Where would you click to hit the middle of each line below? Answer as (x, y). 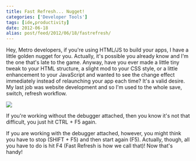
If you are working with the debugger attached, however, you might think (94, 133)
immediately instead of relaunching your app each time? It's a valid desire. (96, 81)
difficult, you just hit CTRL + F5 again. (51, 122)
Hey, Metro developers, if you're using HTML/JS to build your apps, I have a (97, 50)
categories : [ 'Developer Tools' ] (47, 17)
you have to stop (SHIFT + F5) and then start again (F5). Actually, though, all (98, 140)
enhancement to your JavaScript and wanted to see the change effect (90, 75)
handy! (14, 152)
